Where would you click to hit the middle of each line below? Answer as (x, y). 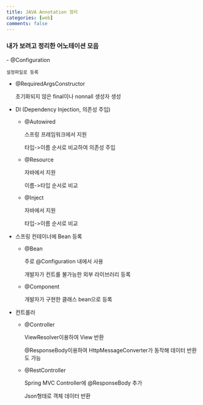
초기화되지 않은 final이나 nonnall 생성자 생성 (68, 96)
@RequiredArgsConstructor (50, 83)
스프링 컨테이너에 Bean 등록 (49, 236)
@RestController (45, 370)
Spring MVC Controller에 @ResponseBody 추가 (83, 383)
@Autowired (40, 121)
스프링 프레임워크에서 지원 (56, 134)
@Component (42, 287)
